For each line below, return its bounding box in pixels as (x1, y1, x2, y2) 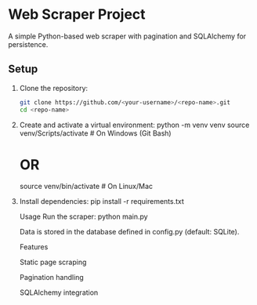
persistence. (8, 39, 49, 49)
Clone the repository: (19, 83, 89, 93)
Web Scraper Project (8, 5, 147, 24)
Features (19, 242, 49, 252)
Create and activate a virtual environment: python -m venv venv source (19, 120, 250, 129)
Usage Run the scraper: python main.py (19, 212, 148, 221)
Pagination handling (19, 273, 84, 282)
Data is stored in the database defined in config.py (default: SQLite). (19, 227, 240, 237)
